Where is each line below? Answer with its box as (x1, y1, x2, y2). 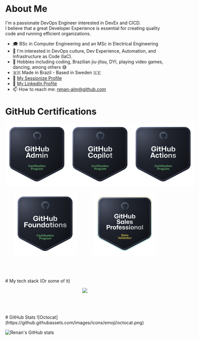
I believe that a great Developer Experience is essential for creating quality (5, 25, 160, 31)
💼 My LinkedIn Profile (12, 80, 57, 87)
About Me (5, 3, 47, 15)
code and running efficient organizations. (5, 30, 91, 36)
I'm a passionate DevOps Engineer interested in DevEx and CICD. (5, 20, 141, 26)
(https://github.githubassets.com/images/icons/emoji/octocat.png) (5, 319, 144, 325)
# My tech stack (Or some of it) (5, 278, 71, 284)
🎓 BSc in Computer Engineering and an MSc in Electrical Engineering (12, 40, 159, 47)
